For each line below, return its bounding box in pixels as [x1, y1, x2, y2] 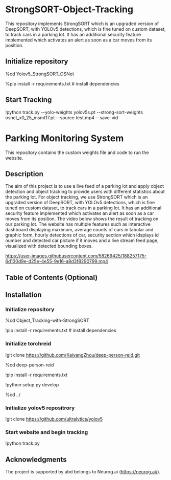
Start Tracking [5, 96, 52, 104]
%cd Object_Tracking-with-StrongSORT [5, 317, 89, 323]
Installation [5, 291, 42, 299]
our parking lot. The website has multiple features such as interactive [5, 221, 151, 227]
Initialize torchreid [5, 340, 52, 347]
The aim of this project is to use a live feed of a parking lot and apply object [5, 183, 164, 189]
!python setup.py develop [5, 381, 59, 387]
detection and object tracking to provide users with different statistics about [5, 188, 165, 195]
